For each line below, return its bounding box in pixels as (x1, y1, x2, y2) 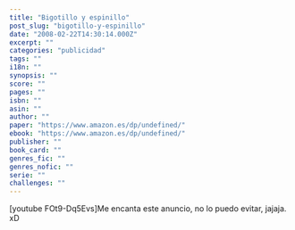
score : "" (9, 79, 46, 88)
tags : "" (9, 54, 42, 63)
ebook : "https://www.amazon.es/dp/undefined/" (9, 129, 186, 138)
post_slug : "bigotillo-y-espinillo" (9, 21, 146, 30)
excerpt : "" (9, 37, 54, 47)
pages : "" (9, 87, 46, 96)
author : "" (9, 112, 50, 121)
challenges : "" (9, 179, 66, 188)
